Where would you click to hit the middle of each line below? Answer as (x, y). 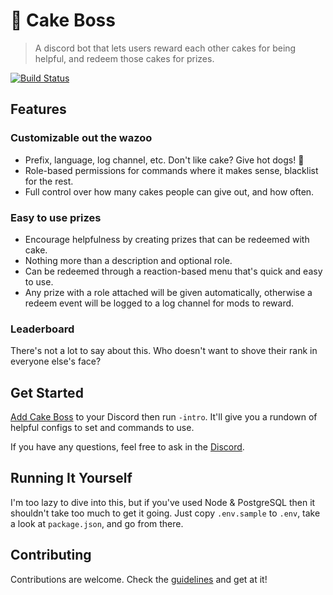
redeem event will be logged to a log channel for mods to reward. (159, 303)
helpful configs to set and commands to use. (102, 428)
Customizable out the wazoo (81, 138)
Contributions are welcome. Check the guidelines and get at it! (139, 579)
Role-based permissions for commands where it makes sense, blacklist (171, 170)
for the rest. (49, 181)
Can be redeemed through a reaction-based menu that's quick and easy (173, 271)
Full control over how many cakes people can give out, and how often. (169, 191)
